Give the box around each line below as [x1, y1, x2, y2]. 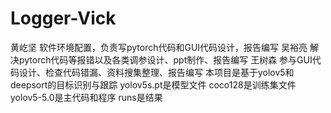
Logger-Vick [10, 7, 117, 30]
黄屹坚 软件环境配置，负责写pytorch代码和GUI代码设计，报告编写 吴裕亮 [10, 41, 308, 53]
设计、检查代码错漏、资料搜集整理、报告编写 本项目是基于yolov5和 [18, 66, 295, 78]
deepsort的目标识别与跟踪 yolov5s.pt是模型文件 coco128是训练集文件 [10, 78, 297, 91]
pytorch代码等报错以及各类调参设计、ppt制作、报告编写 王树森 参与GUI [18, 53, 313, 66]
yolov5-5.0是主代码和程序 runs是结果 [10, 91, 163, 103]
